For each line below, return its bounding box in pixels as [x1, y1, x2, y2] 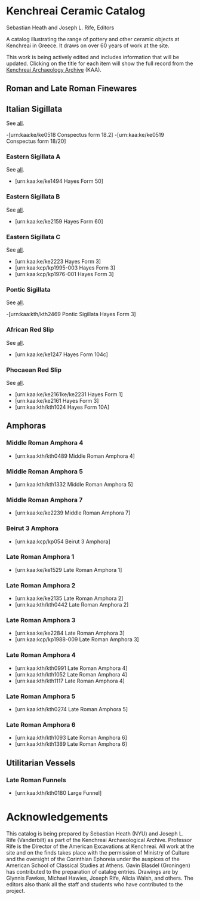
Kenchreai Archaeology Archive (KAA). [6, 66, 101, 73]
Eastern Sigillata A [6, 152, 61, 161]
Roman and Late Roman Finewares [6, 84, 137, 94]
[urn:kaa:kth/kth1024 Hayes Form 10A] [14, 403, 110, 411]
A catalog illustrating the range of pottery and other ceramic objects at [6, 35, 180, 42]
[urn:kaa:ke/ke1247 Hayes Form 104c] [14, 351, 109, 358]
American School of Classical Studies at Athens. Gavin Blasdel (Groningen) [6, 862, 191, 869]
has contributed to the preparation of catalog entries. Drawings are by [6, 868, 179, 875]
